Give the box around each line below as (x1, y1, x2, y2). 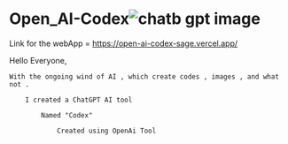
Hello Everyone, (9, 55, 67, 65)
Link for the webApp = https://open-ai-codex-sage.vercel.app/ (9, 38, 238, 49)
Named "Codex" (41, 110, 93, 119)
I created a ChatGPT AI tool (25, 95, 133, 104)
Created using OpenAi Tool (56, 126, 157, 135)
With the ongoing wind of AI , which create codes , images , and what (9, 72, 279, 81)
